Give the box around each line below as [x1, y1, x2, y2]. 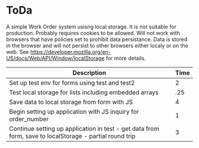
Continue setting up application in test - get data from [9, 124, 159, 133]
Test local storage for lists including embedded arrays [9, 88, 159, 96]
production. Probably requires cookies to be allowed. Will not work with [6, 29, 181, 36]
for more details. [105, 54, 146, 62]
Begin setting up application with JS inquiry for [9, 107, 139, 115]
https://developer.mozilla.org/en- [30, 48, 111, 55]
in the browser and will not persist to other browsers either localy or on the [6, 42, 188, 49]
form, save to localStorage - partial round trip [9, 131, 136, 140]
